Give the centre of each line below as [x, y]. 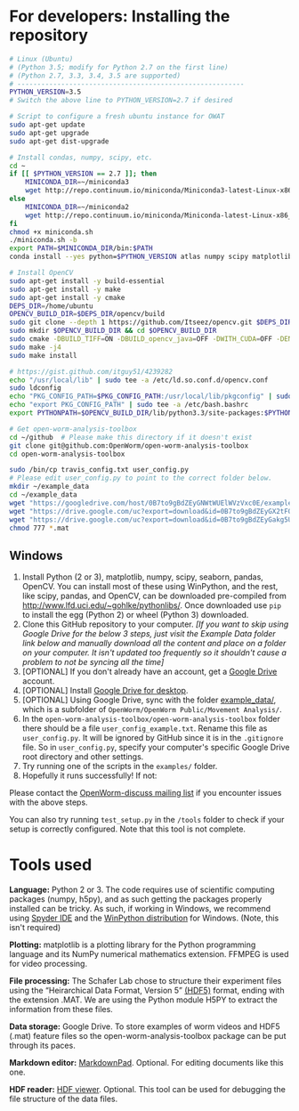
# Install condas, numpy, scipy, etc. [81, 158]
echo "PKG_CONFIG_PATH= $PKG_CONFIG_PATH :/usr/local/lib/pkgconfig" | [141, 397]
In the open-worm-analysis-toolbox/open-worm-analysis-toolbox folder [151, 719]
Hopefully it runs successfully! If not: [89, 775]
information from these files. [61, 1010]
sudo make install [43, 355]
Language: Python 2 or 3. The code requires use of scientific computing [142, 890]
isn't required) [35, 928]
